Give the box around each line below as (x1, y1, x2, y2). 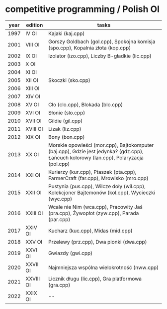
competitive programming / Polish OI (5, 3, 160, 15)
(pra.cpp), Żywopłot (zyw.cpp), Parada (48, 210, 139, 217)
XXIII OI (25, 210, 43, 217)
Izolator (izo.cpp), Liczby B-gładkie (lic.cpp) (48, 52, 152, 59)
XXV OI (25, 238, 43, 245)
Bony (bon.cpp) (48, 133, 85, 140)
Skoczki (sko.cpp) (48, 76, 90, 83)
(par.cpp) (48, 216, 71, 223)
